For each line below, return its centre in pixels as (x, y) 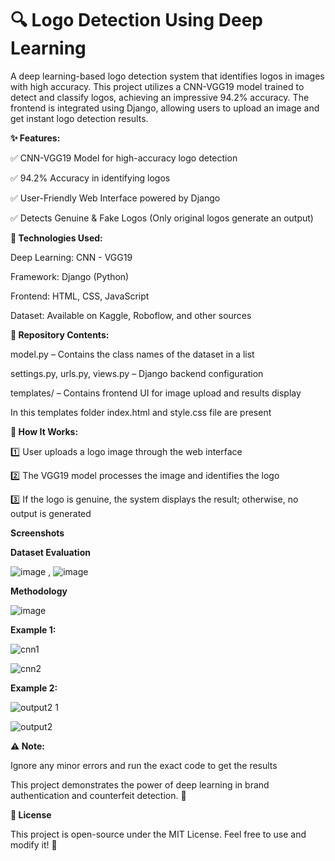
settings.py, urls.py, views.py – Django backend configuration (137, 373)
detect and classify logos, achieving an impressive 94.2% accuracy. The (160, 97)
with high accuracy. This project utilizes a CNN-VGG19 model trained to (157, 86)
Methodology (39, 591)
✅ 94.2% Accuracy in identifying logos (90, 178)
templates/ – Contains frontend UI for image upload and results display (156, 393)
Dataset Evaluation (50, 552)
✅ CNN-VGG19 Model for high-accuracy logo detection (124, 158)
